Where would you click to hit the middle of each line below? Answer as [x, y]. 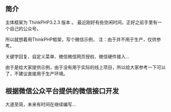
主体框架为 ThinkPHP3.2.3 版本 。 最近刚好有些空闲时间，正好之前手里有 [81, 22]
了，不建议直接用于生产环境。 [36, 73]
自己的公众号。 [25, 28]
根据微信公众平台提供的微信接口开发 [62, 91]
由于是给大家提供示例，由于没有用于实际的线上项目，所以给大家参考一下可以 [85, 67]
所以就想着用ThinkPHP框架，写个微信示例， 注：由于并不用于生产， [76, 39]
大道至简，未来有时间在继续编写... [41, 104]
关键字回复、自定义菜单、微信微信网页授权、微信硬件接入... [67, 56]
